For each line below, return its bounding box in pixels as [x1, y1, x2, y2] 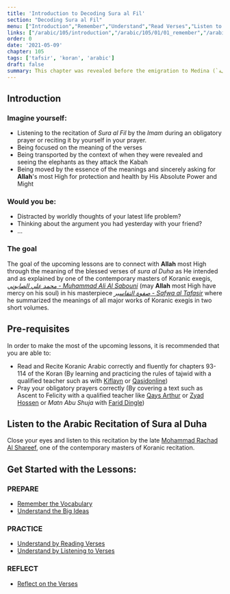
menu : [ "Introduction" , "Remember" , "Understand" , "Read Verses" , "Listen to [7, 23, 222, 29]
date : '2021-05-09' [7, 42, 63, 49]
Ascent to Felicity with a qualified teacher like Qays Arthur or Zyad [16, 391, 204, 399]
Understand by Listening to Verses [16, 547, 115, 555]
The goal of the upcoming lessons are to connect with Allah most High [7, 260, 207, 268]
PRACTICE [7, 524, 43, 534]
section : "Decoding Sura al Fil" [7, 16, 103, 23]
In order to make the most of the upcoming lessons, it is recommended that [7, 341, 220, 349]
